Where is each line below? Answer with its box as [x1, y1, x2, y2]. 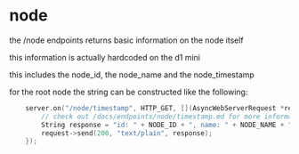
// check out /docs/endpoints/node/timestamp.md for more [41, 112, 261, 121]
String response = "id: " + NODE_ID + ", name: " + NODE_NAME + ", [41, 120, 296, 129]
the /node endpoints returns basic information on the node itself [9, 35, 245, 45]
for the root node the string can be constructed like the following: [9, 86, 248, 97]
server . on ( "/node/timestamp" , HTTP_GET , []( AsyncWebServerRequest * [25, 103, 285, 112]
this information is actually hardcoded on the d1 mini [9, 52, 201, 62]
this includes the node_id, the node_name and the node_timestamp [9, 69, 255, 80]
